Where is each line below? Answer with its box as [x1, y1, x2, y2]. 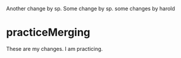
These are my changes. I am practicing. [6, 45, 103, 52]
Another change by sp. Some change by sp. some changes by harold [6, 5, 175, 12]
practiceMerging [6, 26, 91, 39]
